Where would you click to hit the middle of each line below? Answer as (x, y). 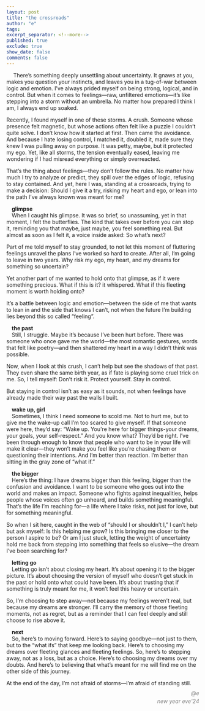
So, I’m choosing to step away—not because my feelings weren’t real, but (99, 600)
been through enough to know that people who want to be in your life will (99, 442)
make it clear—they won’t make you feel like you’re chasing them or (91, 448)
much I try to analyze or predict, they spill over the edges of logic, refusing (100, 177)
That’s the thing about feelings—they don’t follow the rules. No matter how (100, 171)
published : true (27, 41)
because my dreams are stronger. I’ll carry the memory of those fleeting (97, 607)
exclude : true (24, 47)
